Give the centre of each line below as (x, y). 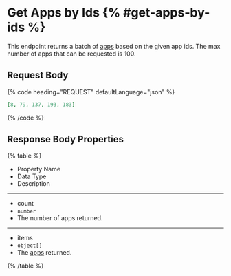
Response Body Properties (65, 139)
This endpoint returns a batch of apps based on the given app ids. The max (114, 46)
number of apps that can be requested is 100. (71, 54)
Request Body (38, 75)
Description (33, 184)
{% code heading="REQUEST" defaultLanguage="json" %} (91, 92)
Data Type (32, 176)
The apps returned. (44, 253)
